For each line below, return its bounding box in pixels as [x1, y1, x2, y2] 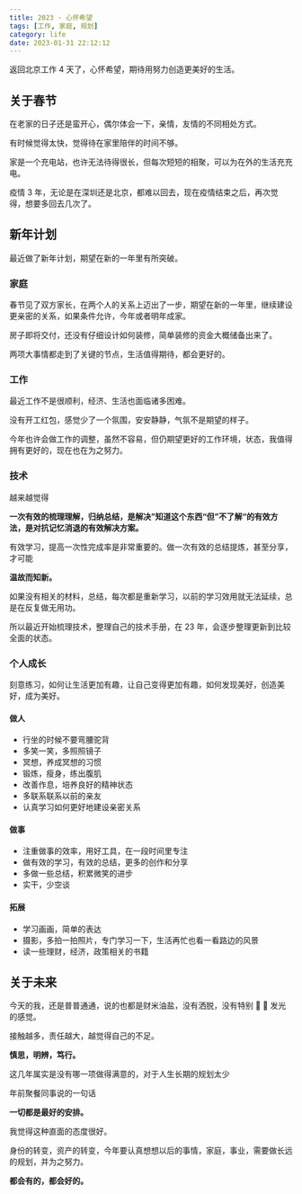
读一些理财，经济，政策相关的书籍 [22, 946, 149, 957]
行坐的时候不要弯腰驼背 [22, 735, 110, 745]
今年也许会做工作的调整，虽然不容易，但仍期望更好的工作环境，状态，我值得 [9, 433, 293, 445]
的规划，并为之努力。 [9, 1156, 88, 1167]
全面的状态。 [9, 632, 57, 643]
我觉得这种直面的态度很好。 [9, 1126, 112, 1137]
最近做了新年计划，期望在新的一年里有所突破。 [9, 253, 182, 263]
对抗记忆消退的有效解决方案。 [32, 522, 144, 533]
